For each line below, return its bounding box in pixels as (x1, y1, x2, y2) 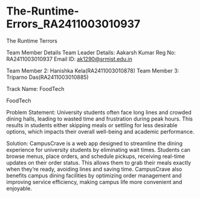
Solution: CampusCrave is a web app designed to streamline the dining (6, 139, 183, 147)
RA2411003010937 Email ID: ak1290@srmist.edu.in (6, 55, 133, 62)
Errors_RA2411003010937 (6, 17, 141, 31)
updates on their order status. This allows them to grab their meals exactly (6, 159, 192, 166)
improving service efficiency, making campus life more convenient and (6, 178, 182, 185)
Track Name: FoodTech (6, 85, 65, 92)
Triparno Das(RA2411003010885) (6, 73, 89, 81)
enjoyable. (6, 185, 32, 192)
